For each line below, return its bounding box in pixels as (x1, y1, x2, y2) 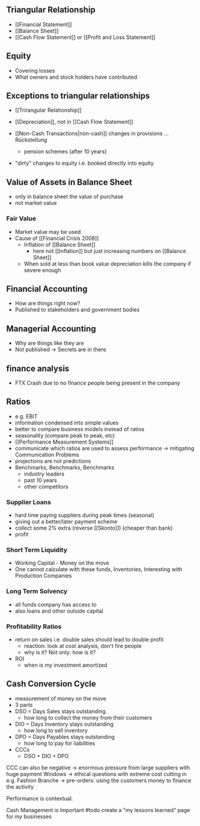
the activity (6, 783, 34, 790)
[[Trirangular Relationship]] (14, 106, 82, 114)
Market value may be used (14, 228, 81, 235)
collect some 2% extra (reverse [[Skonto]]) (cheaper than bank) (14, 524, 173, 531)
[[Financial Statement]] (14, 20, 72, 28)
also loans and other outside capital (14, 607, 103, 614)
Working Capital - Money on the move (14, 559, 109, 567)
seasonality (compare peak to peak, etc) (14, 432, 115, 439)
